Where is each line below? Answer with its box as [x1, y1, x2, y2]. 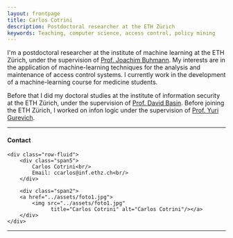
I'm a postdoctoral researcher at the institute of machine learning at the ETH [7, 49, 225, 57]
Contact [7, 136, 31, 144]
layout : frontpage [7, 10, 60, 17]
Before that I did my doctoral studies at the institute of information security [7, 92, 221, 100]
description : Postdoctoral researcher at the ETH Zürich [7, 23, 175, 30]
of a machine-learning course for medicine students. [7, 78, 158, 87]
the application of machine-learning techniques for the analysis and [7, 63, 201, 71]
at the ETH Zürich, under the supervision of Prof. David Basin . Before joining [7, 99, 225, 108]
